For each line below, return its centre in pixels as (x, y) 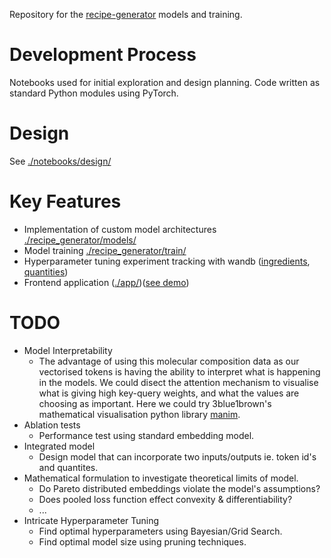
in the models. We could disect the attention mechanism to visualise (178, 382)
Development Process (103, 55)
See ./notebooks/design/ (60, 161)
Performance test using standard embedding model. (146, 435)
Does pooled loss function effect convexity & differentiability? (165, 499)
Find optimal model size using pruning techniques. (142, 541)
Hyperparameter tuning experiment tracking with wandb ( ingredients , (167, 261)
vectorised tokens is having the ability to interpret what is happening (179, 371)
